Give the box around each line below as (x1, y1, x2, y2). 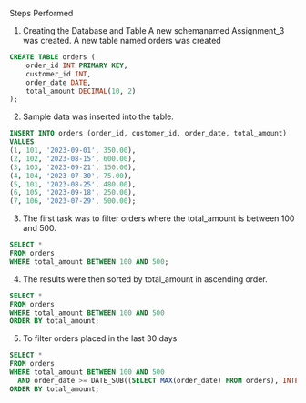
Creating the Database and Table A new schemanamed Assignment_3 (22, 25, 285, 35)
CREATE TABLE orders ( (9, 53, 96, 62)
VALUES (9, 137, 35, 146)
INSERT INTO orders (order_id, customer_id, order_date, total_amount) (9, 129, 287, 138)
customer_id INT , (25, 69, 92, 78)
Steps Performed (9, 8, 74, 18)
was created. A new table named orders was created (22, 35, 221, 45)
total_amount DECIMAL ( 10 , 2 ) (25, 86, 137, 96)
